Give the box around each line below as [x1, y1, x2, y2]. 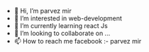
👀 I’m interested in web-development [13, 14, 123, 22]
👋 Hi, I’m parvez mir [13, 7, 72, 15]
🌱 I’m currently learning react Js [13, 22, 108, 30]
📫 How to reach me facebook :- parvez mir [13, 37, 142, 45]
